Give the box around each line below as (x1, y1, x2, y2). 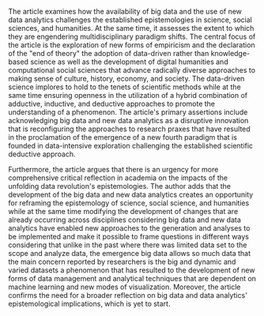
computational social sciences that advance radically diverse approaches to (8, 66, 255, 74)
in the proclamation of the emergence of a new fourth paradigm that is (8, 133, 237, 141)
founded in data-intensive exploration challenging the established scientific (8, 141, 254, 150)
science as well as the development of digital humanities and (30, 57, 228, 66)
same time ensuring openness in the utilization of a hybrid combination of (8, 91, 248, 100)
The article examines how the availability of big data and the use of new (8, 7, 243, 16)
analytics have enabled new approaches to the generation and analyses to (8, 224, 251, 232)
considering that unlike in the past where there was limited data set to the (8, 240, 247, 250)
